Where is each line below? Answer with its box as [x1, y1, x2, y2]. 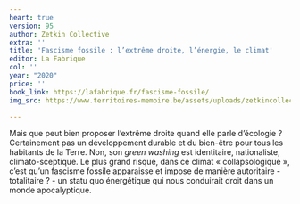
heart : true [9, 12, 54, 22]
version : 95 [9, 21, 54, 30]
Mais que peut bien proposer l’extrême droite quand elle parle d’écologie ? [9, 128, 283, 139]
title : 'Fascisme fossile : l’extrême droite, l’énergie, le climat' [9, 46, 274, 55]
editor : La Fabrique [9, 54, 87, 63]
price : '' [9, 79, 46, 88]
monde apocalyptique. [9, 184, 92, 196]
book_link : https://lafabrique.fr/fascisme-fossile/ [9, 87, 210, 96]
